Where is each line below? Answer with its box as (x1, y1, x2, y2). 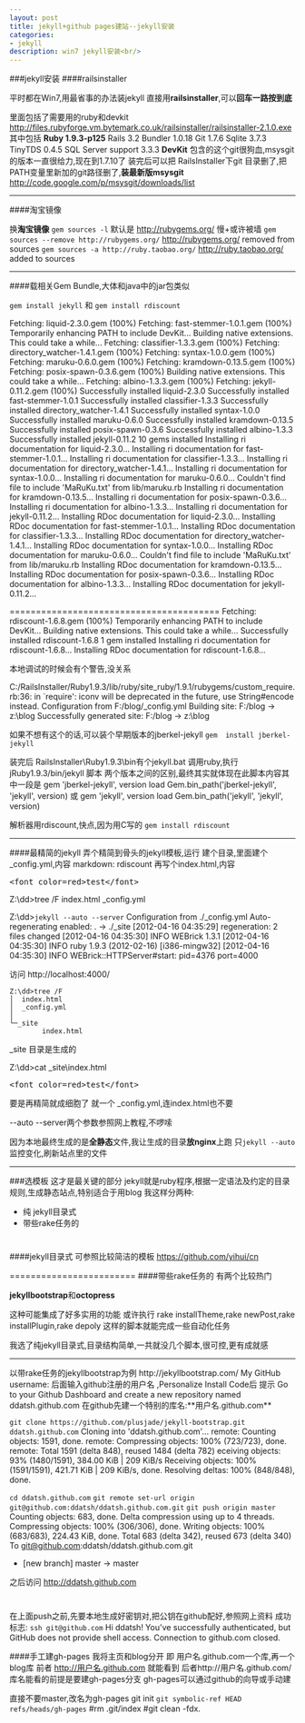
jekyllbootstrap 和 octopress (9, 1290, 115, 1300)
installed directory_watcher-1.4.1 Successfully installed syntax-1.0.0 (9, 405, 261, 416)
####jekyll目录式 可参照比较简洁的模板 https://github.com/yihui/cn (9, 1251, 259, 1262)
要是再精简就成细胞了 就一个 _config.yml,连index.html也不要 (9, 1098, 233, 1109)
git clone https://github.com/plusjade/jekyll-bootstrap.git (9, 1419, 246, 1428)
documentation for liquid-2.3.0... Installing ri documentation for (9, 443, 244, 454)
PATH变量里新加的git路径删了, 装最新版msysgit (9, 167, 184, 178)
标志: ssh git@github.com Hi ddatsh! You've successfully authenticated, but (9, 1621, 291, 1632)
